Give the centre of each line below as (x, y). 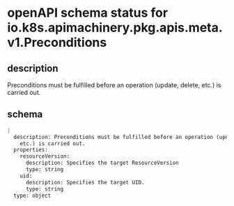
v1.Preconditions (57, 43)
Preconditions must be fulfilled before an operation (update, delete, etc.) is (114, 85)
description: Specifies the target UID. (85, 182)
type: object (32, 196)
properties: (31, 150)
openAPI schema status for (88, 13)
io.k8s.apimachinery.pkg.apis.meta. (115, 28)
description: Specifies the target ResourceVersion (102, 163)
